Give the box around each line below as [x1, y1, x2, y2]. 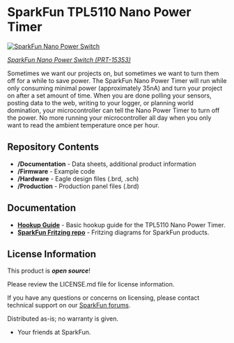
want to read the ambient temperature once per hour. [7, 121, 160, 129]
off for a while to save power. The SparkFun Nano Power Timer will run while [7, 76, 227, 84]
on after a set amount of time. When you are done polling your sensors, [7, 91, 212, 100]
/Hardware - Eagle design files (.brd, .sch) [17, 174, 139, 183]
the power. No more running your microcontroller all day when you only [7, 113, 212, 122]
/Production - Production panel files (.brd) [17, 182, 139, 190]
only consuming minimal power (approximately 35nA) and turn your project [7, 84, 223, 92]
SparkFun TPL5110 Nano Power [7, 4, 192, 20]
